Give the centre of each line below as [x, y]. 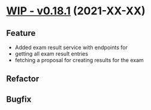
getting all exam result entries [52, 54]
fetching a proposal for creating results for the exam [79, 60]
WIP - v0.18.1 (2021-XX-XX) [76, 11]
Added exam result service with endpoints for [71, 47]
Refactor [23, 79]
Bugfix [19, 99]
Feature [21, 33]
